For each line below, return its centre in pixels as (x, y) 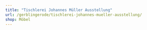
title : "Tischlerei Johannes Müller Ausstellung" (59, 10)
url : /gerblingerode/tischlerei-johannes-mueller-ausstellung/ (74, 15)
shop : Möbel (18, 19)
